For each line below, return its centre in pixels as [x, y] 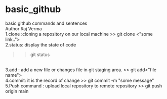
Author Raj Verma [24, 28]
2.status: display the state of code [41, 44]
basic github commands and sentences [46, 23]
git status [40, 55]
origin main [17, 91]
